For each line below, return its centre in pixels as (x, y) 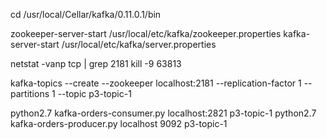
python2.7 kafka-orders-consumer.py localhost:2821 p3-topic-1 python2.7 (163, 113)
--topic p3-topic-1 (94, 93)
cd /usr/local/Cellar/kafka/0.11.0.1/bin (86, 14)
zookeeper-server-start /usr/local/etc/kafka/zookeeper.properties (146, 33)
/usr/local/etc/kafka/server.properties (139, 44)
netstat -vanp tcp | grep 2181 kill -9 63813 (96, 63)
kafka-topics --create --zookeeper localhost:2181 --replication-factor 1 (156, 83)
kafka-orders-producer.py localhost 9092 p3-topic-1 (119, 123)
